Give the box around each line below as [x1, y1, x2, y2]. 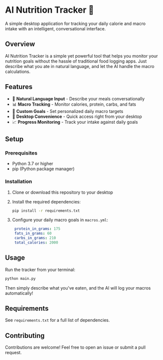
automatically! [5, 290, 33, 296]
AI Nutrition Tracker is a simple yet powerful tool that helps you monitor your [5, 53, 158, 59]
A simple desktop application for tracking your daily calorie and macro [5, 21, 146, 26]
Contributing [5, 331, 45, 339]
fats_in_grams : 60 [14, 231, 52, 236]
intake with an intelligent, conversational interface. [5, 25, 106, 31]
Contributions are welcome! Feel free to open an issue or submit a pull [5, 344, 146, 350]
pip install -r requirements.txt [12, 208, 80, 213]
